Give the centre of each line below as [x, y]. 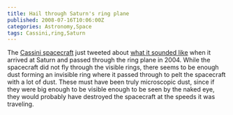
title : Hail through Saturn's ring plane [68, 14]
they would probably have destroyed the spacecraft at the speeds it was [111, 97]
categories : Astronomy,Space [50, 26]
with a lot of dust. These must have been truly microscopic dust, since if [111, 82]
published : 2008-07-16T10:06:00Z [56, 20]
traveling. [21, 104]
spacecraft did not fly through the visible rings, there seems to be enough [113, 67]
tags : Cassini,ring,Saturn [46, 33]
